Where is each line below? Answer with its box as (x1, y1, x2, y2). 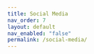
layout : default (7, 23, 56, 30)
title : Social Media (7, 10, 69, 18)
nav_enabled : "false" (7, 29, 72, 37)
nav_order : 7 (7, 17, 46, 24)
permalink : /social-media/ (7, 36, 88, 43)
